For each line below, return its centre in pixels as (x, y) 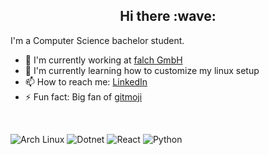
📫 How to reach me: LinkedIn (86, 81)
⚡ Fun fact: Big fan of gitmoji (83, 96)
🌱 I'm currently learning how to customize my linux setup (142, 70)
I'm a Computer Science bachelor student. (97, 40)
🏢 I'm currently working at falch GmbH (103, 60)
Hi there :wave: (168, 16)
